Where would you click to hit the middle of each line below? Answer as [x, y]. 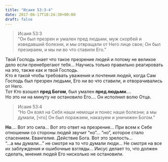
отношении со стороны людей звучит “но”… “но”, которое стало [75, 133]
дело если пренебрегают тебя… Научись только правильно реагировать [84, 65]
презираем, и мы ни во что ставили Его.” [62, 50]
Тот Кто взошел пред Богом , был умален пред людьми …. [68, 92]
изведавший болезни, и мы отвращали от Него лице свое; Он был [89, 44]
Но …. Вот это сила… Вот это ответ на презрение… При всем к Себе [79, 127]
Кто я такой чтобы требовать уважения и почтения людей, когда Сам [80, 76]
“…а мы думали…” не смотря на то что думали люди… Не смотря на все [83, 143]
